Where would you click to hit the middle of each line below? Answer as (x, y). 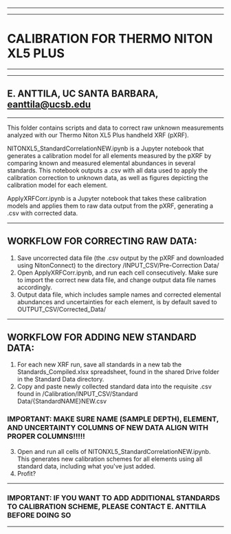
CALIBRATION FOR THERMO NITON (110, 39)
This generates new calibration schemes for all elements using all (110, 459)
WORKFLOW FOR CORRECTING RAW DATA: (102, 241)
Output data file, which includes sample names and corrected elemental (119, 295)
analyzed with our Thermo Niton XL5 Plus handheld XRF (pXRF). (98, 135)
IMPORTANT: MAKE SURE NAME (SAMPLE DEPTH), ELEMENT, (113, 419)
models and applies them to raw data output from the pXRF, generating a (110, 206)
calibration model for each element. (57, 185)
